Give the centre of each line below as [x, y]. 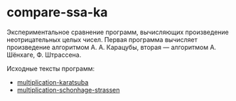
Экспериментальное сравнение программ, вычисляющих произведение [118, 32]
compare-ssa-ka [57, 12]
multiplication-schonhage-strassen [68, 90]
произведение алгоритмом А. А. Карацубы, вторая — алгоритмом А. [112, 47]
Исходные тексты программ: [51, 68]
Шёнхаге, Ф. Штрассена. [44, 55]
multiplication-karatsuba [53, 82]
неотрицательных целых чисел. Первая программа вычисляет [102, 39]
